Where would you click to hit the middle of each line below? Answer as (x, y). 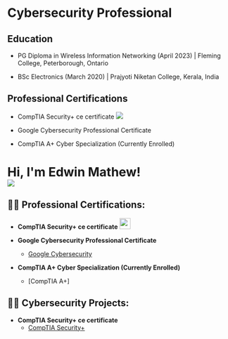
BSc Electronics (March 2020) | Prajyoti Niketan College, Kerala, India (118, 77)
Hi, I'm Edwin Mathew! (74, 172)
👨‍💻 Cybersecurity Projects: (68, 303)
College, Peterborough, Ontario (63, 63)
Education (30, 39)
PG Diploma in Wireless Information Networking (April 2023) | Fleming (119, 55)
